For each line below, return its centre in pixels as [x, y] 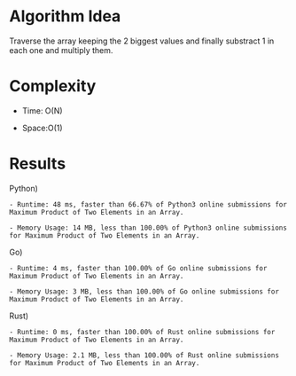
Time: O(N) [43, 110]
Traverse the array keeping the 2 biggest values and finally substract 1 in [142, 41]
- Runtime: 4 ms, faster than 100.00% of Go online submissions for [138, 268]
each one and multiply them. [61, 50]
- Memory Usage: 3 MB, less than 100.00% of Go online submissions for [144, 291]
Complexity [53, 86]
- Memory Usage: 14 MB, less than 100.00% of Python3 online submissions [148, 228]
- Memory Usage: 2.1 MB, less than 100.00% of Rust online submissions [144, 355]
